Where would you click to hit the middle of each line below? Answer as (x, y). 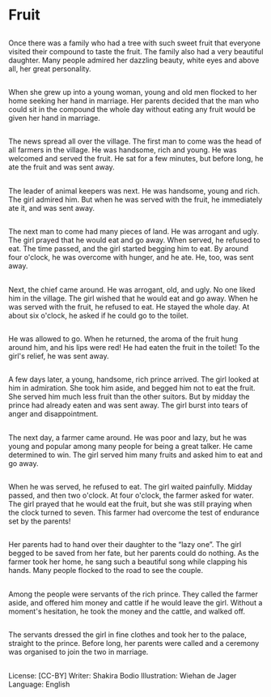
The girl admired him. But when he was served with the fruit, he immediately (135, 199)
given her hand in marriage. (55, 118)
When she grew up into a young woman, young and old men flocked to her (133, 92)
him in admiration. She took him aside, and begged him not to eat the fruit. (132, 388)
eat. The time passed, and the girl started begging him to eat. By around (129, 249)
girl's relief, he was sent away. (59, 356)
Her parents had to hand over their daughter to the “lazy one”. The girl (125, 545)
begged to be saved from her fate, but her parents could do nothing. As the (134, 554)
